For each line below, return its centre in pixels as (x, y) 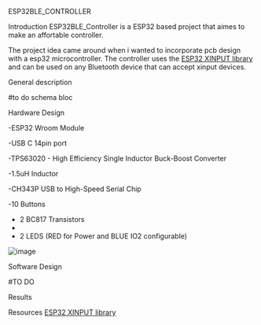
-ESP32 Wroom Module (46, 128)
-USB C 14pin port (38, 143)
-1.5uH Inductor (33, 174)
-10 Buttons (27, 204)
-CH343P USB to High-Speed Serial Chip (75, 189)
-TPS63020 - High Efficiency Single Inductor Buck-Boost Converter (118, 158)
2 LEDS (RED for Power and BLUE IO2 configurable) (103, 236)
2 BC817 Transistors (52, 219)
